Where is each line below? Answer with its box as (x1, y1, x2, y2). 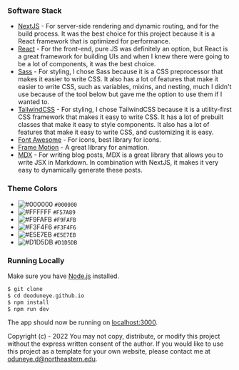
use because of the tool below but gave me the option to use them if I (17, 90, 223, 98)
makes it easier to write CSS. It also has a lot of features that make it (17, 75, 219, 83)
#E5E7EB (53, 231, 76, 239)
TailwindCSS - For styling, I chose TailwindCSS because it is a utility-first (17, 106, 232, 114)
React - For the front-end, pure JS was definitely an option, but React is (17, 45, 228, 53)
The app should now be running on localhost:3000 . (7, 318, 158, 327)
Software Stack (7, 6, 62, 16)
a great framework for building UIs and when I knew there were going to (17, 52, 230, 61)
